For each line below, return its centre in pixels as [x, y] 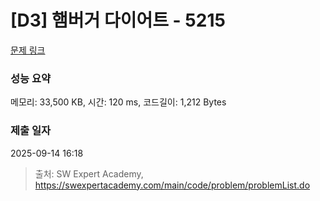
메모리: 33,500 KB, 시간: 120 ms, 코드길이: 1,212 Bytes [118, 102]
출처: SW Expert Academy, [89, 173]
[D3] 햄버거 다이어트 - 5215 [118, 20]
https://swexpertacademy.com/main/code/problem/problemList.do [172, 185]
